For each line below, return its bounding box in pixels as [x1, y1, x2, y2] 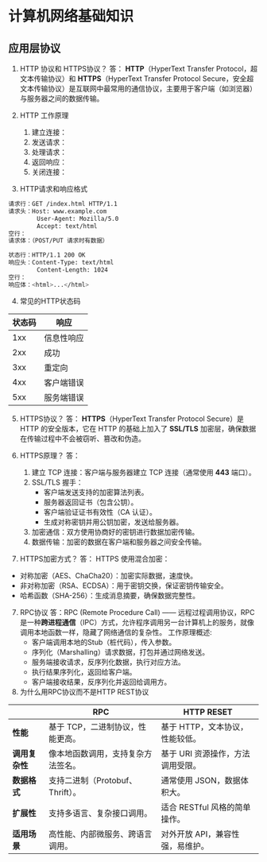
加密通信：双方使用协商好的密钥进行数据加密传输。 [31, 527, 199, 536]
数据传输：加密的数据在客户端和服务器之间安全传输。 [31, 537, 207, 547]
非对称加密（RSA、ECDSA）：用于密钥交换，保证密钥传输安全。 [19, 581, 228, 590]
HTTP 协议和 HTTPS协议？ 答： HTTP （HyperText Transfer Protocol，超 [19, 64, 258, 73]
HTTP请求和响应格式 [19, 184, 88, 193]
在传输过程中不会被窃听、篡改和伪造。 [19, 434, 145, 443]
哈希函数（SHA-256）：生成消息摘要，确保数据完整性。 [19, 590, 200, 600]
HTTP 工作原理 [19, 110, 69, 120]
